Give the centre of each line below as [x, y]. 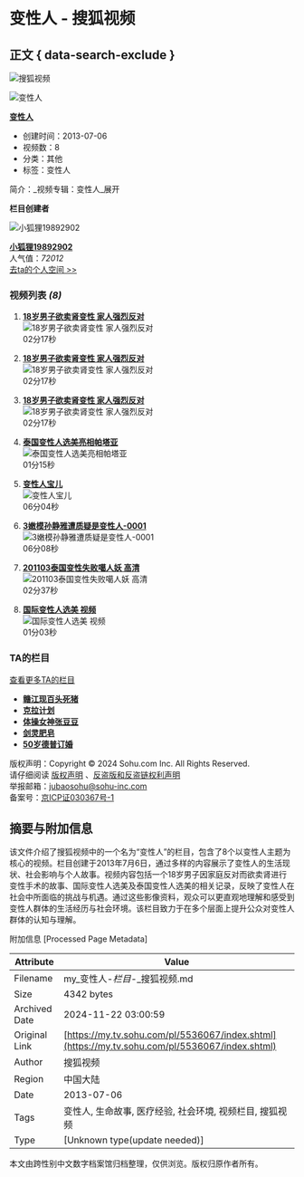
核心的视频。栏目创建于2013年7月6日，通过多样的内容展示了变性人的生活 [146, 863]
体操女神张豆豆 [50, 722]
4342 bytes [88, 994]
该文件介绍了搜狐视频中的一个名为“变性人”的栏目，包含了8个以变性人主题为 [150, 852]
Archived [33, 1009]
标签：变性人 [46, 170]
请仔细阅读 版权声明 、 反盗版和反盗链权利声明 [95, 774]
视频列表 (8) [36, 295]
